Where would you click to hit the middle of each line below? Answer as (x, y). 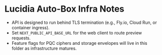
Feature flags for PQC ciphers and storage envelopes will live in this (79, 43)
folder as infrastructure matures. (44, 48)
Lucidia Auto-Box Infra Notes (64, 9)
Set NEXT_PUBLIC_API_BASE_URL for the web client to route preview (77, 33)
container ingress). (30, 27)
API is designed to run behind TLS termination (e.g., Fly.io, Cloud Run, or (84, 22)
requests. (21, 38)
